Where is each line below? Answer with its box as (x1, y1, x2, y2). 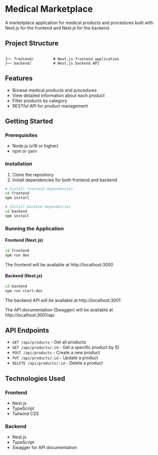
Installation (5, 161, 33, 168)
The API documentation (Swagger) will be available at (5, 307, 113, 313)
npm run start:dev (5, 288, 43, 293)
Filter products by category (12, 97, 68, 104)
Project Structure (5, 39, 59, 48)
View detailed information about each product (12, 92, 105, 98)
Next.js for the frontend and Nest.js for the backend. (5, 25, 111, 30)
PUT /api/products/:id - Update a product (12, 355, 98, 361)
